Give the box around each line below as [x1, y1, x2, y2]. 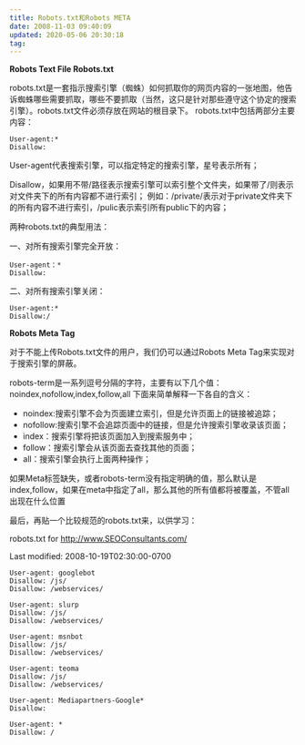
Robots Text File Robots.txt [9, 64, 114, 75]
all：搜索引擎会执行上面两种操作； [22, 454, 152, 464]
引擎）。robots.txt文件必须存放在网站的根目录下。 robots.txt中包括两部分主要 [9, 106, 296, 117]
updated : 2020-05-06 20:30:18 [9, 30, 125, 39]
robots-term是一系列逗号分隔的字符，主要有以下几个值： [9, 377, 223, 388]
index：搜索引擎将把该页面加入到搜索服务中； [22, 431, 196, 442]
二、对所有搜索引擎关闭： [9, 286, 106, 297]
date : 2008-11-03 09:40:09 [9, 22, 112, 31]
